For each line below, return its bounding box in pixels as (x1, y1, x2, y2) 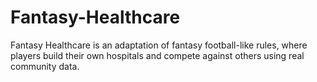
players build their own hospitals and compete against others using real (10, 49, 305, 61)
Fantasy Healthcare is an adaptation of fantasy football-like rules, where (10, 39, 308, 51)
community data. (10, 60, 80, 72)
